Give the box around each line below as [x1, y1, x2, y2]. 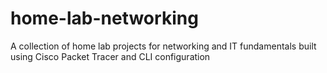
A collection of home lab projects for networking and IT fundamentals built [10, 40, 317, 52]
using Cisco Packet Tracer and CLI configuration [10, 50, 211, 62]
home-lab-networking [10, 7, 199, 30]
